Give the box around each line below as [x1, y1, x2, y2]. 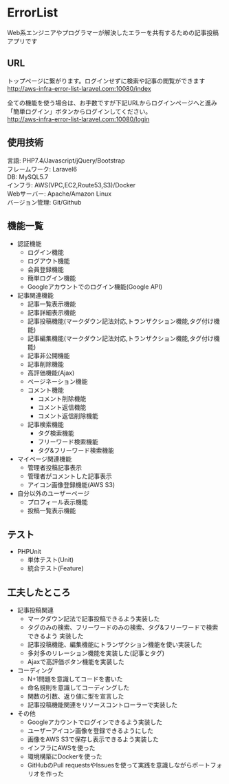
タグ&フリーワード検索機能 [37, 446, 115, 455]
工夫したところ [7, 586, 71, 598]
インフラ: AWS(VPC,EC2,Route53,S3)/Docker [7, 180, 136, 189]
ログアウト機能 [27, 257, 70, 265]
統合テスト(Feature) [27, 564, 84, 572]
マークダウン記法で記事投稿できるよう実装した [27, 615, 160, 623]
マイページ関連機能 [17, 455, 72, 463]
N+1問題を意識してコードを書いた [27, 675, 123, 683]
